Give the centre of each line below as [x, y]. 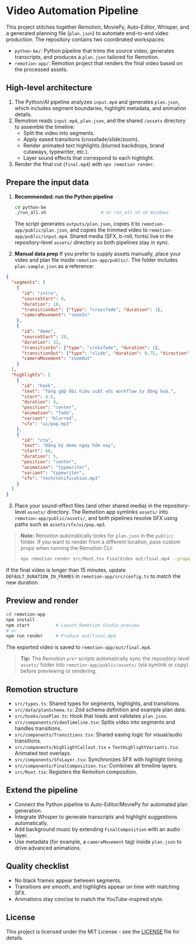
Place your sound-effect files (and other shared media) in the [88, 506]
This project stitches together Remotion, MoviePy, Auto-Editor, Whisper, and [98, 27]
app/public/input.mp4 [41, 237]
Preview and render [42, 601]
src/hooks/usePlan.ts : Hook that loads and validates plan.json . [91, 716]
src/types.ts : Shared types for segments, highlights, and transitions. [97, 704]
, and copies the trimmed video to [107, 230]
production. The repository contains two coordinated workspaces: [85, 39]
